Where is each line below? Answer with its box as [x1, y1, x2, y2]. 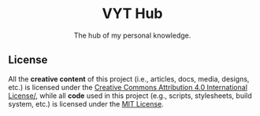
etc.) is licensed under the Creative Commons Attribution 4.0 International [8, 82, 248, 92]
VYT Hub [102, 5, 163, 23]
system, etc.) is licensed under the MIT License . [8, 99, 164, 108]
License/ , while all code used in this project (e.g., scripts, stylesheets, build [8, 91, 252, 100]
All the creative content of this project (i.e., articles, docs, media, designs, [8, 74, 250, 83]
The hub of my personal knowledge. [73, 31, 191, 40]
